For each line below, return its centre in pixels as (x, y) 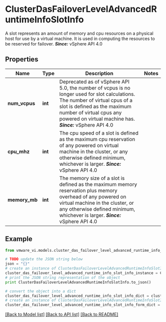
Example (19, 239)
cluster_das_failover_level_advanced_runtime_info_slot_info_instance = (82, 273)
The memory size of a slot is (92, 178)
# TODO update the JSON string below (44, 259)
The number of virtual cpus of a (96, 100)
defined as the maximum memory (98, 184)
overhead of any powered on (93, 196)
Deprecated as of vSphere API (94, 82)
